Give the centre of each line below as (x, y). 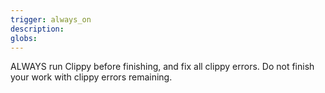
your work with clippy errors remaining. (91, 77)
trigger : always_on (51, 19)
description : (37, 29)
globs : (24, 38)
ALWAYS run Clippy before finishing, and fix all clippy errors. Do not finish (162, 67)
